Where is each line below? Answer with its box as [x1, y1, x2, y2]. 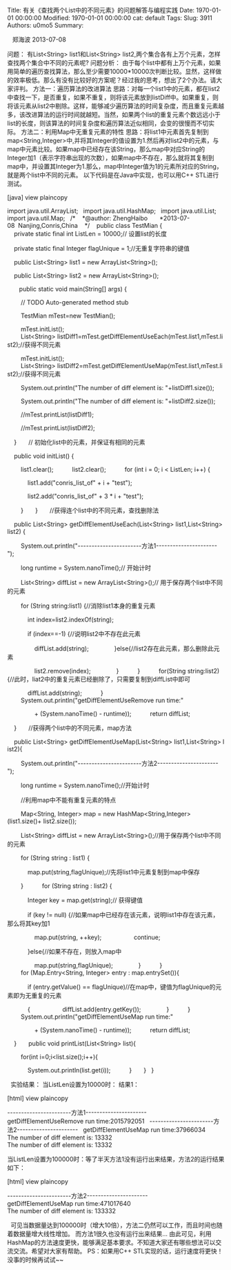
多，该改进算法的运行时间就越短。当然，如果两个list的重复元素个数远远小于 [7, 110, 221, 119]
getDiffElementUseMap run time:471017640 [7, 1200, 131, 1207]
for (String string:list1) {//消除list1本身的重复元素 [20, 602, 156, 610]
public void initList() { [13, 452, 74, 460]
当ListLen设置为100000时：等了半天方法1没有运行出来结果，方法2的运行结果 [7, 1155, 225, 1163]
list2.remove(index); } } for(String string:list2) [34, 667, 220, 675]
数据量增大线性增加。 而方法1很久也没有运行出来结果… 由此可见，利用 [12, 1230, 212, 1238]
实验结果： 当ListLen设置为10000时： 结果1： [10, 1080, 140, 1088]
